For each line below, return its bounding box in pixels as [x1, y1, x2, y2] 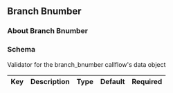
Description [30, 76, 71, 86]
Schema [7, 45, 36, 54]
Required [131, 76, 163, 86]
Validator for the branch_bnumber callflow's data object [7, 60, 166, 68]
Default [100, 76, 125, 86]
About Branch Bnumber [7, 26, 89, 36]
